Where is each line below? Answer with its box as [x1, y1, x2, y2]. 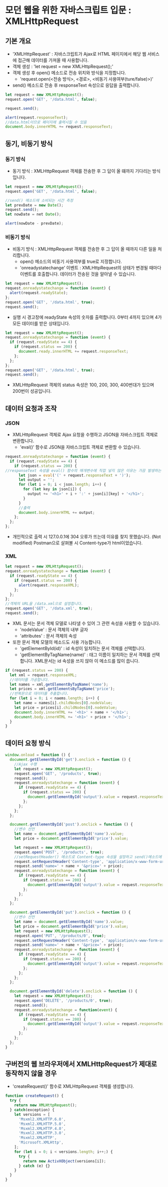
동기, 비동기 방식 [5, 139, 53, 148]
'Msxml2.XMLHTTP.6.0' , [18, 1116, 66, 1122]
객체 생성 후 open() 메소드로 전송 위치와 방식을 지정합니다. [12, 70, 126, 76]
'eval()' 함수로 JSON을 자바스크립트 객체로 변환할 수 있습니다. [19, 444, 141, 450]
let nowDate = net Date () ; [5, 212, 61, 217]
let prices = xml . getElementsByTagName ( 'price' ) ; [9, 687, 115, 692]
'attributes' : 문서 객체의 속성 [19, 633, 77, 639]
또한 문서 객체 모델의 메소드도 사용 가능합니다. [12, 639, 102, 645]
